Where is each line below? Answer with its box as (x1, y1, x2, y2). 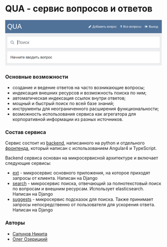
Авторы (5, 220, 25, 227)
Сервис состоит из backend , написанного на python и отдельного (5, 140, 145, 146)
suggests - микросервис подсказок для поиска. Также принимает (12, 196, 154, 202)
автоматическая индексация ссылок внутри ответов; (12, 95, 126, 101)
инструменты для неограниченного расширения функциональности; (12, 106, 159, 112)
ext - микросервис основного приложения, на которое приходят (12, 170, 151, 176)
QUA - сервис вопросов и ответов (5, 3, 153, 14)
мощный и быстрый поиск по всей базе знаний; (12, 100, 114, 106)
